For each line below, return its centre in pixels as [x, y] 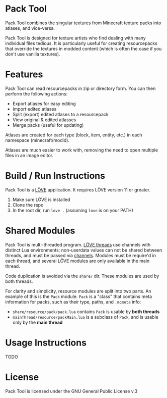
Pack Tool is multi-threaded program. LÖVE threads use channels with [78, 244]
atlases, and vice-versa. [30, 28]
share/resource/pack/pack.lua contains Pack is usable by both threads [86, 312]
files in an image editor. [29, 155]
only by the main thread [37, 322]
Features [24, 74]
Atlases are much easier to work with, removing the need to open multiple [82, 150]
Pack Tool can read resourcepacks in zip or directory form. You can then [80, 88]
